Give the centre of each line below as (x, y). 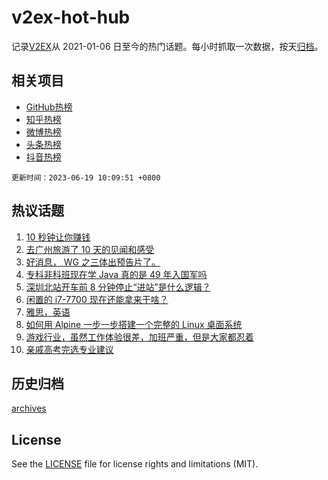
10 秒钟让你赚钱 (58, 237)
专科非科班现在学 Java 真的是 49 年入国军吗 (116, 274)
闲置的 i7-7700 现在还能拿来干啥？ (97, 299)
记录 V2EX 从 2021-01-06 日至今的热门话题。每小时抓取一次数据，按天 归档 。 (167, 46)
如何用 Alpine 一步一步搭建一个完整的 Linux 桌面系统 (134, 324)
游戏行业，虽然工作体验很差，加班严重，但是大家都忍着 (139, 337)
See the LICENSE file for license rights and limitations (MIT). (135, 464)
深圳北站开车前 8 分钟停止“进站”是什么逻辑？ (118, 287)
